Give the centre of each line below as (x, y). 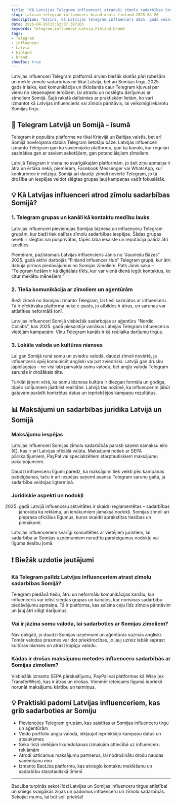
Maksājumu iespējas (37, 434)
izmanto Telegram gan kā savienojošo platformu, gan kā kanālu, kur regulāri (90, 148)
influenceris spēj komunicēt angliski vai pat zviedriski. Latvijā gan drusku (87, 362)
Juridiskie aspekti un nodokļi (48, 495)
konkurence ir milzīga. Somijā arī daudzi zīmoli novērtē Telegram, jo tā (84, 174)
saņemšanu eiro (35, 761)
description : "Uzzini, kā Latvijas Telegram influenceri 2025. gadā (85, 19)
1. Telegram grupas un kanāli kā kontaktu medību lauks (80, 217)
